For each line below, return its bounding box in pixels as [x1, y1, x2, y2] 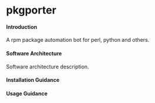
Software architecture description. [6, 63, 90, 70]
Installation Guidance [6, 77, 60, 84]
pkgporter [6, 4, 57, 17]
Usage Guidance [6, 89, 48, 97]
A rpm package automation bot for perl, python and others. [6, 36, 150, 44]
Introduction [6, 23, 37, 30]
